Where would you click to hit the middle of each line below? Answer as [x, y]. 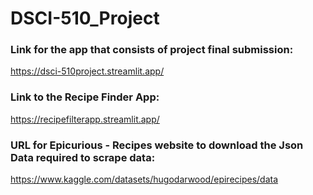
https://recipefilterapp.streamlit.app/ [85, 119]
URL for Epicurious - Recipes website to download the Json [157, 145]
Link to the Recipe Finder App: [85, 97]
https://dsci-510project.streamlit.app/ [87, 71]
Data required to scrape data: [83, 157]
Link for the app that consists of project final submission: [152, 50]
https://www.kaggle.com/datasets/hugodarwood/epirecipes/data [144, 179]
